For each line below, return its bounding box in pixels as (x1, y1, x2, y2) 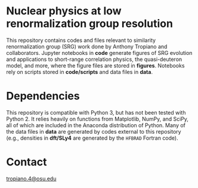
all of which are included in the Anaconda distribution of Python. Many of (6, 121, 186, 129)
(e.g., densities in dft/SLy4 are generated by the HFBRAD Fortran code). (6, 134, 178, 141)
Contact (6, 155, 47, 169)
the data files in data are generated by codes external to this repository (6, 128, 181, 135)
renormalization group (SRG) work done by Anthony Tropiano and (6, 43, 168, 50)
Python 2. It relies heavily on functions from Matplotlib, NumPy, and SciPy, (6, 115, 189, 122)
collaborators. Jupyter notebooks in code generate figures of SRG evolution (6, 49, 193, 56)
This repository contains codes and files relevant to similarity (6, 36, 156, 44)
